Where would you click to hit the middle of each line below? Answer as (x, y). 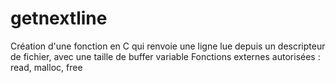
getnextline (59, 18)
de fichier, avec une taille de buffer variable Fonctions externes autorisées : (165, 56)
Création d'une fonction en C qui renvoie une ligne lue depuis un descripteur (168, 46)
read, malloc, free (46, 67)
